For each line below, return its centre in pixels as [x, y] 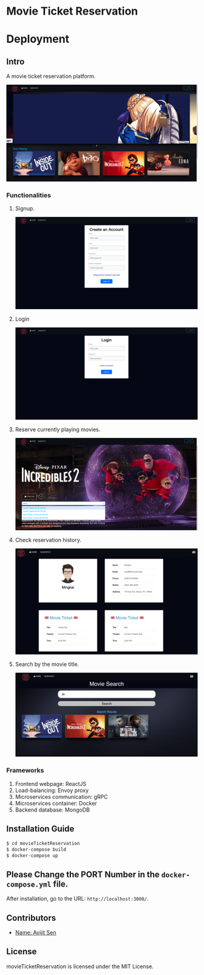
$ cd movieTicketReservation [43, 844]
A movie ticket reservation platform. [51, 76]
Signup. [25, 209]
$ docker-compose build [36, 850]
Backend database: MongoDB [52, 810]
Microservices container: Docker [56, 803]
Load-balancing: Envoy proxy [52, 790]
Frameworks [25, 771]
